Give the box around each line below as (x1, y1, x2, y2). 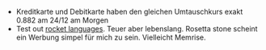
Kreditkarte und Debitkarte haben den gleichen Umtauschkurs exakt (15, 7, 243, 16)
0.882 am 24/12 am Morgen (15, 15, 109, 25)
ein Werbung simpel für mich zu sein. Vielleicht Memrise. (15, 32, 206, 42)
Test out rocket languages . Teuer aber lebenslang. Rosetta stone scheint (15, 24, 258, 33)
